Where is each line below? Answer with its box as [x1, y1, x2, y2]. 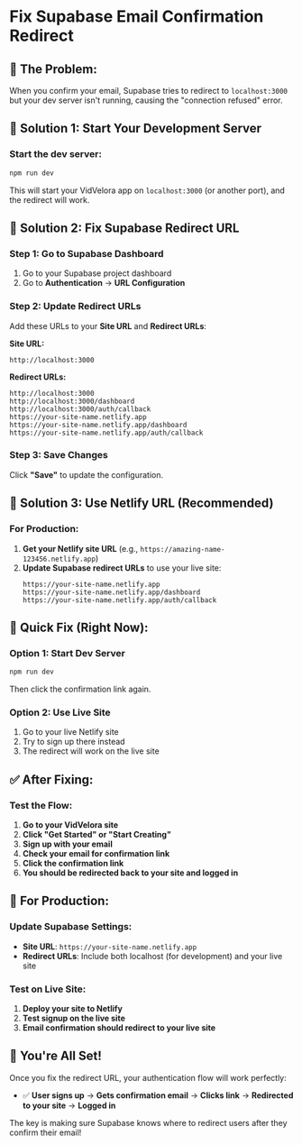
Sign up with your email [22, 838, 113, 849]
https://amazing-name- [139, 545, 225, 554]
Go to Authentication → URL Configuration [22, 278, 186, 289]
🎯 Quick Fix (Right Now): [9, 619, 149, 635]
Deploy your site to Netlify [22, 1003, 124, 1014]
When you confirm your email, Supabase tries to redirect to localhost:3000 [9, 86, 288, 96]
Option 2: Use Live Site [9, 706, 111, 719]
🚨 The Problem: [9, 61, 97, 77]
